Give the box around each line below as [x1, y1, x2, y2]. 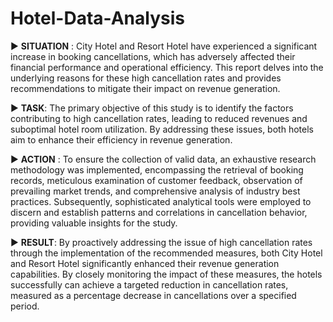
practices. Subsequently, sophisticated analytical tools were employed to [10, 195, 312, 207]
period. [10, 300, 40, 312]
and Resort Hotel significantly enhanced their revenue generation [10, 257, 280, 269]
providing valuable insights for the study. [10, 217, 178, 229]
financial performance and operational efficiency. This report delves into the [10, 61, 324, 73]
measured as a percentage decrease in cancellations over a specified [10, 289, 297, 301]
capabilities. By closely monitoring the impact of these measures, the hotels [10, 268, 323, 280]
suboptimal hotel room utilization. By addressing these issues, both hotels [10, 123, 314, 135]
